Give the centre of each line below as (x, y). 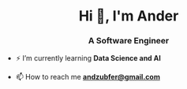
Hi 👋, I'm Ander (129, 16)
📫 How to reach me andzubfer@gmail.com (88, 77)
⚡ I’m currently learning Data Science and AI (88, 58)
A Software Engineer (129, 41)
